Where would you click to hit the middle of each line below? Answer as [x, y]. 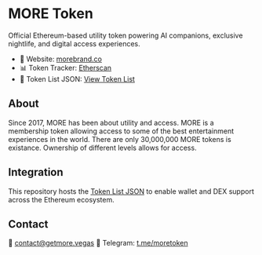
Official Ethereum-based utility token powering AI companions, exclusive [126, 35]
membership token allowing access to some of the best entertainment [121, 131]
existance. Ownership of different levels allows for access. [103, 148]
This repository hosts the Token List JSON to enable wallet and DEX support [131, 191]
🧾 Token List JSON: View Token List [77, 78]
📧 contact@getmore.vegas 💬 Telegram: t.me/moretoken [98, 243]
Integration [36, 172]
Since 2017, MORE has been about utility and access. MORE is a [111, 122]
